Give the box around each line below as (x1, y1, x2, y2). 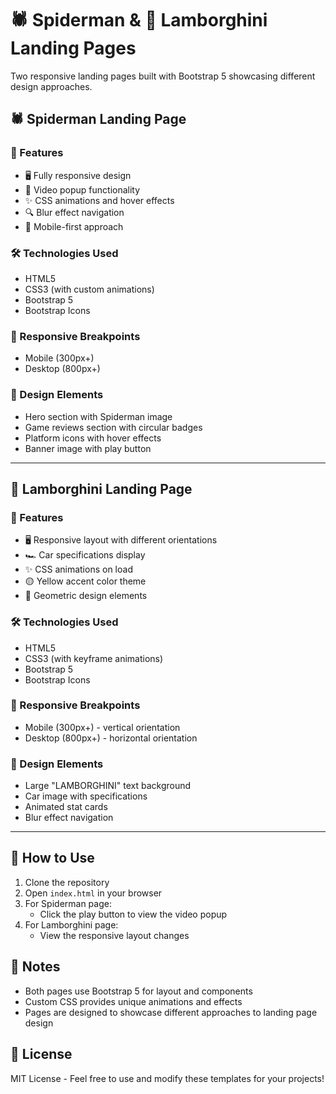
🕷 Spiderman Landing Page (10, 111, 187, 128)
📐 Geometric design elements (24, 590, 148, 602)
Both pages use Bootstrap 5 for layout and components (24, 985, 253, 997)
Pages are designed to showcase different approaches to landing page (24, 1006, 318, 1018)
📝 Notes (10, 958, 61, 976)
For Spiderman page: (24, 897, 112, 909)
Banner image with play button (24, 442, 152, 454)
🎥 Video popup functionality (24, 183, 141, 196)
